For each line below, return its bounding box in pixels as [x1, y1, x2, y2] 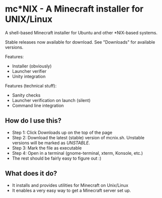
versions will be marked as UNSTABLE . [12, 140, 90, 146]
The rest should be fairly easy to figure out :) [12, 155, 102, 161]
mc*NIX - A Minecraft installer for [5, 3, 144, 15]
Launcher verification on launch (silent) [12, 97, 91, 103]
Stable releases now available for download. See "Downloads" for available [5, 39, 155, 45]
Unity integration [12, 73, 46, 79]
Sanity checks [12, 92, 41, 98]
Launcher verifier [12, 68, 47, 74]
